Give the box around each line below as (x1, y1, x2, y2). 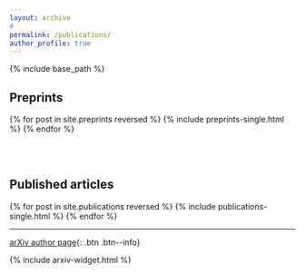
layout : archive (9, 13, 71, 23)
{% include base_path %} (9, 64, 105, 74)
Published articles (9, 177, 114, 192)
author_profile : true (9, 38, 92, 48)
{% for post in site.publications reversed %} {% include (9, 201, 216, 211)
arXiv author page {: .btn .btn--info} (9, 237, 141, 248)
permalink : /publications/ (9, 30, 112, 39)
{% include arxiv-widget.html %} (9, 254, 132, 265)
